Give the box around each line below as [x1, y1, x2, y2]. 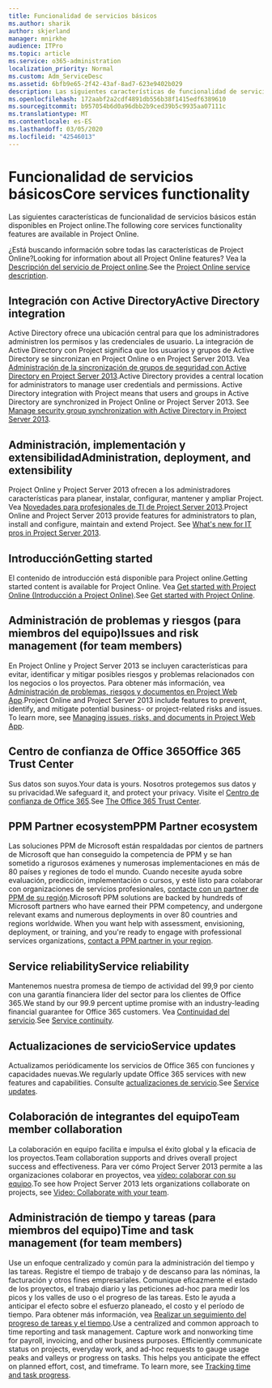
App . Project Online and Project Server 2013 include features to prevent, [8, 695, 247, 705]
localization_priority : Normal [8, 65, 114, 73]
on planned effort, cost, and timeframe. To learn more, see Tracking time [8, 1361, 251, 1371]
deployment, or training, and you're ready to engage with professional [8, 927, 242, 938]
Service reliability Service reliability [8, 959, 189, 973]
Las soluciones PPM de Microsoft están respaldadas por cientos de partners [8, 841, 264, 851]
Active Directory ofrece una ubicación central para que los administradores [8, 328, 260, 338]
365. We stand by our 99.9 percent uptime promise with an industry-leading [8, 998, 260, 1008]
